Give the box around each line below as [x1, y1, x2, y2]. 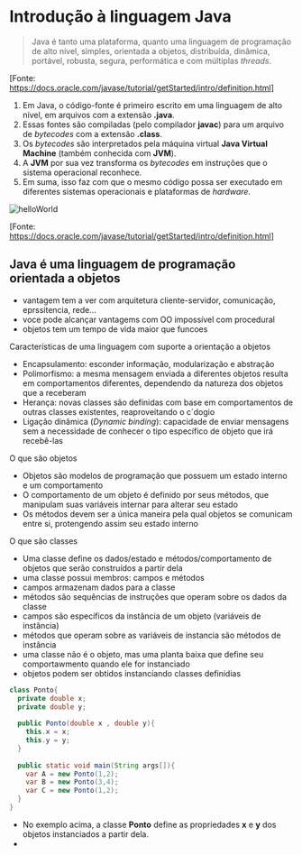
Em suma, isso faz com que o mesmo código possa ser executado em [22, 176, 283, 187]
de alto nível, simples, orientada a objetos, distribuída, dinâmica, [31, 45, 270, 56]
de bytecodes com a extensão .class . [22, 128, 162, 139]
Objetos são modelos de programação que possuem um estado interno [22, 470, 288, 481]
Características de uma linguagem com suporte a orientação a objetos [9, 341, 271, 352]
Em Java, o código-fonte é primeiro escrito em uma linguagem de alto [22, 99, 282, 110]
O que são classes [9, 535, 78, 547]
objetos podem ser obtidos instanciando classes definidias [22, 667, 242, 678]
